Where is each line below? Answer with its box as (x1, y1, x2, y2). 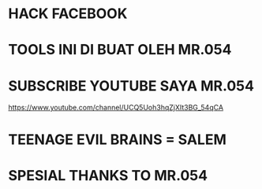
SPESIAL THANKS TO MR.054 (8, 166, 208, 184)
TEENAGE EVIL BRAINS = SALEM (8, 131, 227, 148)
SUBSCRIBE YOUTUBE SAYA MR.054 (8, 76, 255, 94)
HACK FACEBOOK (8, 5, 128, 23)
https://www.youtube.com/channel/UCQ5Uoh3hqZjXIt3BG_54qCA (8, 103, 223, 113)
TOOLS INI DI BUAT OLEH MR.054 (8, 41, 232, 59)
